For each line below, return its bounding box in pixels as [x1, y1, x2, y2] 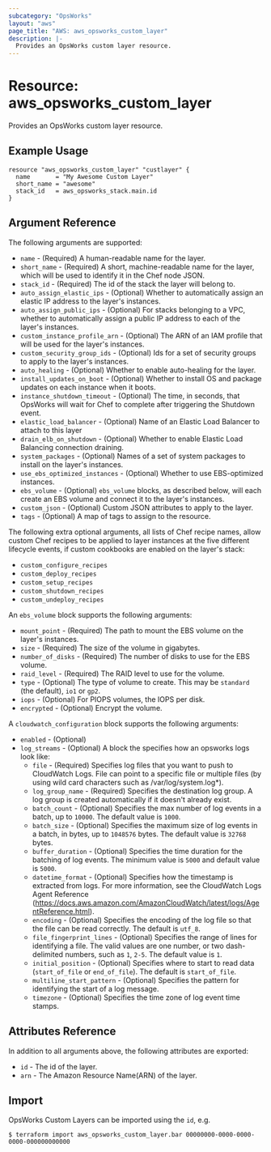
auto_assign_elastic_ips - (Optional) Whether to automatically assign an [19, 287, 265, 297]
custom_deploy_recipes [19, 570, 97, 578]
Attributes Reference [8, 1025, 116, 1039]
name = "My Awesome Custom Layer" [15, 172, 154, 181]
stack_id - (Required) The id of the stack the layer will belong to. [19, 278, 236, 288]
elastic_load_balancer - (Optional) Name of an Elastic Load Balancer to [19, 416, 260, 426]
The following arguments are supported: [8, 237, 143, 247]
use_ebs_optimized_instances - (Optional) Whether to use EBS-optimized [19, 468, 264, 478]
